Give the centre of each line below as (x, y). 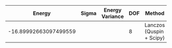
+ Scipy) (155, 38)
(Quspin (154, 31)
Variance (113, 16)
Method (155, 13)
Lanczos (155, 25)
